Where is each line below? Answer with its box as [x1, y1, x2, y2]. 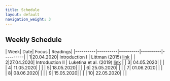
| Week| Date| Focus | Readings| [5, 49, 73, 55]
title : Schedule [5, 7, 40, 13]
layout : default [5, 12, 40, 17]
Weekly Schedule [5, 35, 62, 44]
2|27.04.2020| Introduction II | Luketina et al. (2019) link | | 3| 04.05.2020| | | [5, 59, 165, 65]
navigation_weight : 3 [5, 17, 51, 22]
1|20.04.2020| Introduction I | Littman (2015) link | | [29, 54, 135, 60]
